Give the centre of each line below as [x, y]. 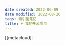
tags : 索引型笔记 [21, 19]
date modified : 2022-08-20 [33, 14]
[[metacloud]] [19, 38]
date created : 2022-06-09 [32, 10]
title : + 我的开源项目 [26, 23]
